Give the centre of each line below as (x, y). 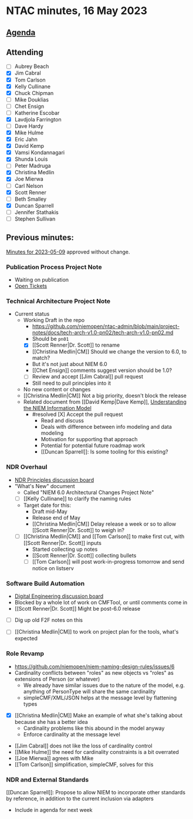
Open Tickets (31, 286)
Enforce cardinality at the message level (72, 734)
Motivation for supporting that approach (89, 439)
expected (26, 638)
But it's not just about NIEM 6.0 (70, 364)
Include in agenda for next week (53, 810)
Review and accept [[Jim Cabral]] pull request (88, 377)
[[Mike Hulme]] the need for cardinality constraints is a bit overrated (97, 752)
